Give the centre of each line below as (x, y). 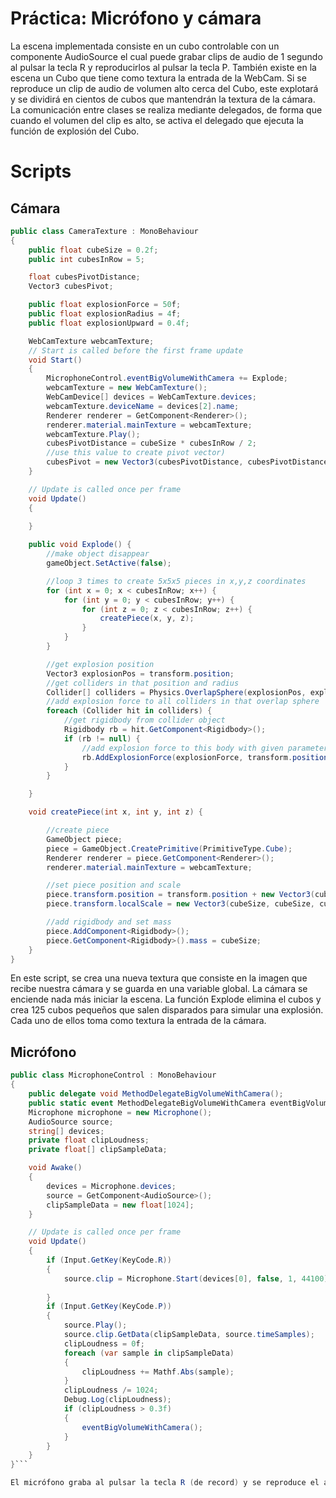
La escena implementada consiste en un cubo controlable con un (145, 46)
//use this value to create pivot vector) (136, 453)
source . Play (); (95, 1325)
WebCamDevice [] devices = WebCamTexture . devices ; (151, 397)
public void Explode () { (80, 545)
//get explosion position (100, 664)
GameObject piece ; (84, 839)
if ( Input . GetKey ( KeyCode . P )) (109, 1307)
